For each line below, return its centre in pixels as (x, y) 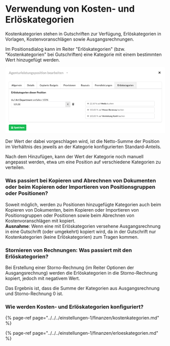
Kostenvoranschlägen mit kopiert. (40, 221)
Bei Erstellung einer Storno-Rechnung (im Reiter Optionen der (70, 268)
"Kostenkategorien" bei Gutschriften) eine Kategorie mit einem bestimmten (83, 54)
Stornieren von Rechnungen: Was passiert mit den (69, 250)
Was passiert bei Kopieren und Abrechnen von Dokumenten (81, 181)
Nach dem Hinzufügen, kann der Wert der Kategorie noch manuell (74, 157)
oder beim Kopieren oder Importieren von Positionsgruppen (80, 187)
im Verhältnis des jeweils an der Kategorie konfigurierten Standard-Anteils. (83, 147)
